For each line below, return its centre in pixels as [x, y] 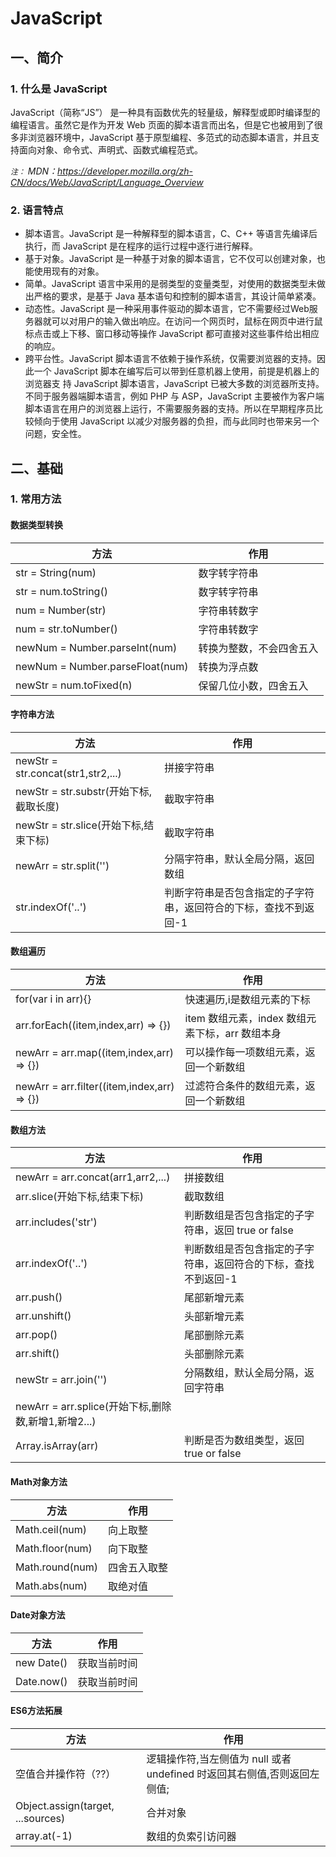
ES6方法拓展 [36, 1711]
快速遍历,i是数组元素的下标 [247, 1000]
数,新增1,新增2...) [56, 1422]
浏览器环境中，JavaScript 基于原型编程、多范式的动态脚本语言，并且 [169, 137]
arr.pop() [36, 1335]
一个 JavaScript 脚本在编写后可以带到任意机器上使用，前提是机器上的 [176, 371]
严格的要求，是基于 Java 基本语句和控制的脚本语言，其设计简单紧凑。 [177, 296]
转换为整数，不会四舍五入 [258, 648]
